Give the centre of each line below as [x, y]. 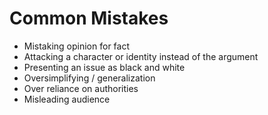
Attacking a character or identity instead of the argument [141, 56]
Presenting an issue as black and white [104, 67]
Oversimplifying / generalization [89, 78]
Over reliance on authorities [81, 88]
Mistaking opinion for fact [77, 46]
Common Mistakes [89, 18]
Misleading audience [67, 99]
